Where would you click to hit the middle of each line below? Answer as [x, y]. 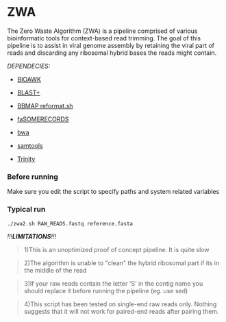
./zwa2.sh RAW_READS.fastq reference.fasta [70, 223]
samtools [30, 145]
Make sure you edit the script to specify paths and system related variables [113, 192]
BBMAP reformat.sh [45, 106]
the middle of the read [55, 270]
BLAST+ [28, 92]
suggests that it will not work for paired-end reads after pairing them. [121, 311]
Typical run [26, 210]
